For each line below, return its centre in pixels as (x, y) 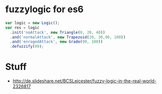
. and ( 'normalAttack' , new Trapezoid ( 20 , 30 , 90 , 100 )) (68, 37)
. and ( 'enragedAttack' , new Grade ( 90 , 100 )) (56, 42)
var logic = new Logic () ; (32, 23)
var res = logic (22, 27)
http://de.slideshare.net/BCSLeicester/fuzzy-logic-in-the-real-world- (85, 81)
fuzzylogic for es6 (45, 9)
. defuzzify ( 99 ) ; (27, 47)
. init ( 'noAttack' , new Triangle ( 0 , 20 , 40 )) (57, 32)
